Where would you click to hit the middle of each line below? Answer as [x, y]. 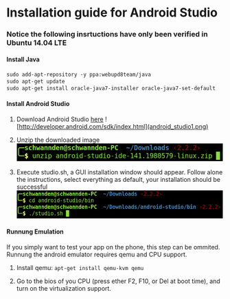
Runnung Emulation [35, 231]
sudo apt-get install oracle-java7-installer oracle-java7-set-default [111, 89]
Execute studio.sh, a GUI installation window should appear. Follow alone [119, 172]
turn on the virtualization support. [64, 288]
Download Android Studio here [60, 119]
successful [32, 187]
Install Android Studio [38, 103]
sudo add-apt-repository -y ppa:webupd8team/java [79, 75]
